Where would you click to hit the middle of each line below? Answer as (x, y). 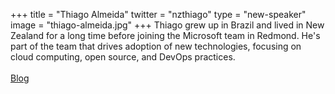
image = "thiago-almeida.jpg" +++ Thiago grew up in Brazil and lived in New (167, 25)
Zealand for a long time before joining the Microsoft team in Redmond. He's (165, 35)
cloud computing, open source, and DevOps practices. (123, 57)
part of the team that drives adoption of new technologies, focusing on (156, 46)
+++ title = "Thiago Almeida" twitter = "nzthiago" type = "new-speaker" (158, 14)
